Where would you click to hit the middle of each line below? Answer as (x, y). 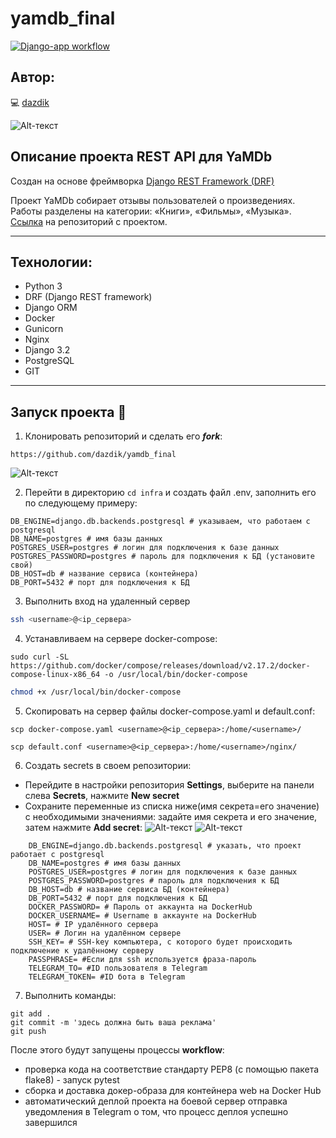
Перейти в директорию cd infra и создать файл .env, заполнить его (170, 493)
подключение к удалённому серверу (82, 950)
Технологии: (51, 262)
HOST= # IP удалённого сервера (93, 924)
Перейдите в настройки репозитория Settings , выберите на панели (169, 784)
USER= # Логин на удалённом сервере (105, 933)
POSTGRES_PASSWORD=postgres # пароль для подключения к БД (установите (162, 557)
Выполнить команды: (70, 995)
